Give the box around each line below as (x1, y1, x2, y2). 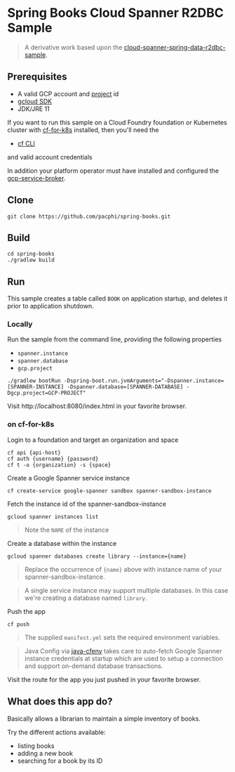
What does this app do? (7, 695, 113, 707)
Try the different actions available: (7, 728, 106, 736)
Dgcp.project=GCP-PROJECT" (7, 390, 86, 397)
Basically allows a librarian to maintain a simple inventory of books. (7, 714, 201, 723)
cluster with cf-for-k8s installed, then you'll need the (7, 125, 159, 134)
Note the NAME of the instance (24, 525, 109, 534)
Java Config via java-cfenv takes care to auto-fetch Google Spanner (24, 646, 222, 655)
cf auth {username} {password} (7, 455, 99, 462)
